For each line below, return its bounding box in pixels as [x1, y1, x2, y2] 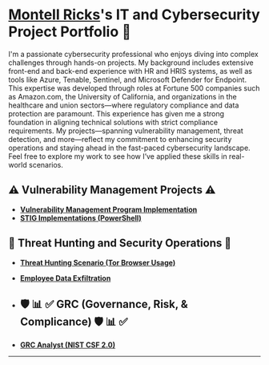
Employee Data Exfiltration [19, 273, 111, 282]
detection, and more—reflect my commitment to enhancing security [8, 134, 232, 144]
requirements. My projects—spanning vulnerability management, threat [8, 126, 244, 136]
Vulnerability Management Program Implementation [19, 205, 198, 214]
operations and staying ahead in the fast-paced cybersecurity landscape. [8, 143, 251, 152]
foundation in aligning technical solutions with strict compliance [8, 117, 219, 127]
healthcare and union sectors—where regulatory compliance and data [8, 100, 239, 110]
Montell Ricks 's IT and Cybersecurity [8, 6, 260, 24]
